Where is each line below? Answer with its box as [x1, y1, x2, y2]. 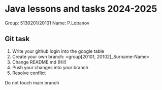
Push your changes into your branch [12, 64, 88, 70]
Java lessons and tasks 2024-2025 [5, 3, 157, 15]
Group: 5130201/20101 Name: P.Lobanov [5, 20, 90, 26]
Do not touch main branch [5, 79, 59, 85]
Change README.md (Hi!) [12, 59, 67, 65]
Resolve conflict [12, 70, 46, 76]
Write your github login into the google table [12, 48, 105, 54]
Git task [5, 35, 30, 43]
